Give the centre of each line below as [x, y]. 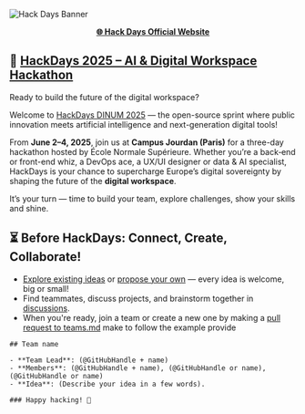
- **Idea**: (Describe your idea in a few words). [107, 384]
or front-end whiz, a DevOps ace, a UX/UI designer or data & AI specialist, [148, 161]
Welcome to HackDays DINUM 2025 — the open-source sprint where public [152, 115]
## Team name [34, 344]
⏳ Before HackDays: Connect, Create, [118, 238]
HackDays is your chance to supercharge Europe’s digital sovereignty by [146, 171]
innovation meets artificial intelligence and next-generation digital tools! [143, 124]
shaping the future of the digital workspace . [93, 181]
